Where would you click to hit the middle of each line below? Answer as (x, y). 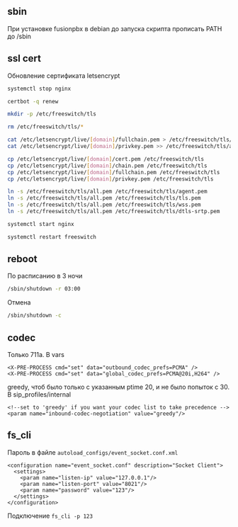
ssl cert (24, 58)
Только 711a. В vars (36, 355)
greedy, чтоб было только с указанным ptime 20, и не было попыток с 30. (119, 387)
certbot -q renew (33, 101)
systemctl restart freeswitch (52, 237)
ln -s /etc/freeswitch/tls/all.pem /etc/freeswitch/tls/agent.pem (107, 192)
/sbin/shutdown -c (34, 316)
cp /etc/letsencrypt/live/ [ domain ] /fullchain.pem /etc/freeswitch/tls (114, 172)
